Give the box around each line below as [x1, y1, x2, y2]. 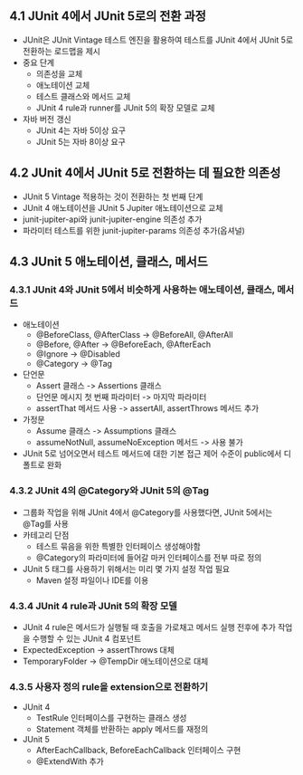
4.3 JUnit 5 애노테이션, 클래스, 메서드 [9, 254, 208, 270]
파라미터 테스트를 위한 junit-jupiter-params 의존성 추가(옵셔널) [22, 225, 246, 235]
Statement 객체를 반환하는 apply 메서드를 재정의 [35, 723, 209, 735]
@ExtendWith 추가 [35, 756, 104, 767]
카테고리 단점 [22, 529, 70, 541]
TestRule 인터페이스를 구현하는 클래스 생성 [35, 713, 187, 723]
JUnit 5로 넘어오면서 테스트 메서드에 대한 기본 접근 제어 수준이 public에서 [22, 448, 282, 459]
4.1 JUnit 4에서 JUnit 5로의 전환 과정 [9, 8, 206, 24]
